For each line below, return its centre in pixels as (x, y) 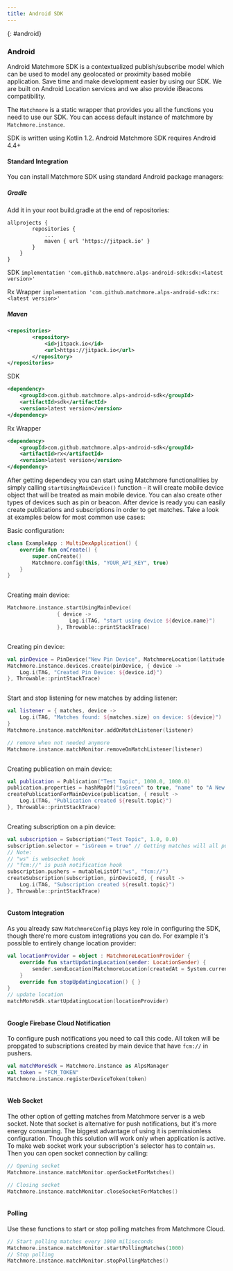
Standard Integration (38, 161)
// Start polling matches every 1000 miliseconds (80, 1241)
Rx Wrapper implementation (47, 292)
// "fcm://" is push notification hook (65, 865)
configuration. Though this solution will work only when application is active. (116, 1139)
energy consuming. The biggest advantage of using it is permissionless (109, 1131)
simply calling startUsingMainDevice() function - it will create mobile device (115, 488)
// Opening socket (34, 1166)
